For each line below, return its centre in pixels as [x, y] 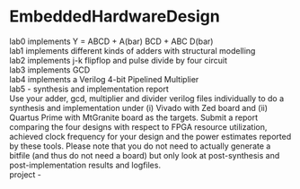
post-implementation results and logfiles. [85, 165]
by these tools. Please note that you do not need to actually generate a [140, 146]
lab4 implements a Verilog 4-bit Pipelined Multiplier [104, 79]
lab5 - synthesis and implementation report [89, 89]
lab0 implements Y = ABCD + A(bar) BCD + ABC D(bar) [111, 41]
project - [26, 174]
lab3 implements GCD [50, 70]
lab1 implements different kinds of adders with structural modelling [132, 50]
